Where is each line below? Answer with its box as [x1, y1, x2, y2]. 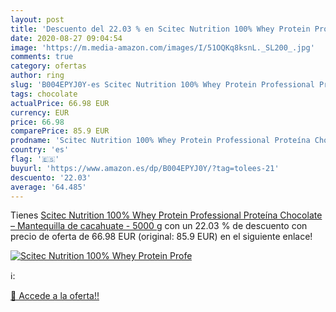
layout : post [10, 14, 65, 25]
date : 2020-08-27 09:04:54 [10, 33, 123, 43]
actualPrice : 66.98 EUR [10, 98, 110, 108]
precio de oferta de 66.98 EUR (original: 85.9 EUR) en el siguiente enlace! [10, 231, 313, 243]
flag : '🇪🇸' [10, 154, 60, 164]
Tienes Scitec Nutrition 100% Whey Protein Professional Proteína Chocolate [10, 209, 323, 221]
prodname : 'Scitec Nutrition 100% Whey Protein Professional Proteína [10, 136, 311, 146]
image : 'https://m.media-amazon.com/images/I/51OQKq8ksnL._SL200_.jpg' [10, 42, 315, 53]
